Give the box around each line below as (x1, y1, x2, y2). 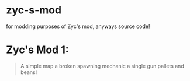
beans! (20, 68, 37, 76)
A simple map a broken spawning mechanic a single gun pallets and (20, 62, 184, 69)
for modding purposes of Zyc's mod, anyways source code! (6, 23, 150, 30)
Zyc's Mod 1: (6, 43, 69, 57)
